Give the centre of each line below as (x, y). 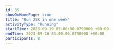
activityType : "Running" (32, 24)
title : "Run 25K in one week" (38, 19)
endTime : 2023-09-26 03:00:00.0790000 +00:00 (55, 34)
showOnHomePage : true (28, 15)
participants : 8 (23, 39)
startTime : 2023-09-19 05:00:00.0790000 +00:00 (57, 29)
